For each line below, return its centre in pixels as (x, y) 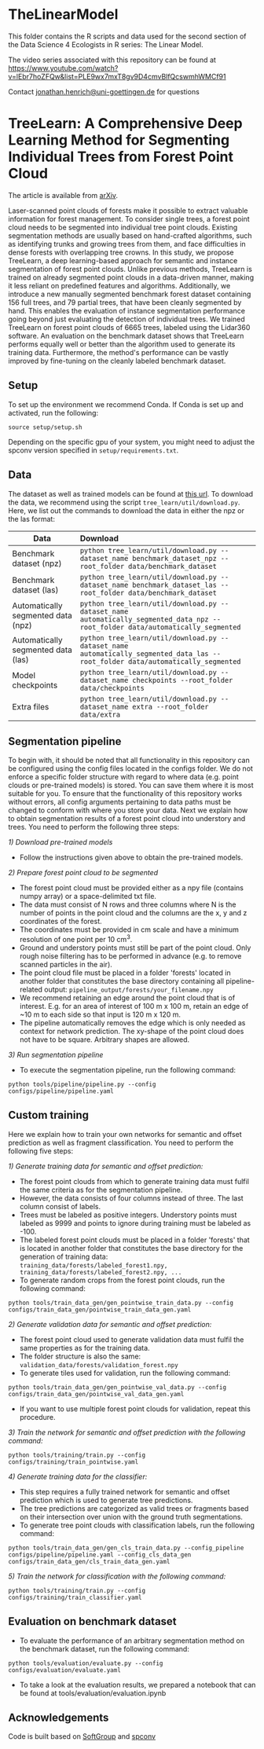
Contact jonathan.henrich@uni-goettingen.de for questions (104, 91)
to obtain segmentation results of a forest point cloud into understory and (127, 819)
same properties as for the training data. (85, 1347)
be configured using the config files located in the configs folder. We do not (131, 768)
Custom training (48, 1115)
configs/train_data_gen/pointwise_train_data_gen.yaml (100, 1310)
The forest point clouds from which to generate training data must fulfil (134, 1181)
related (31, 989)
